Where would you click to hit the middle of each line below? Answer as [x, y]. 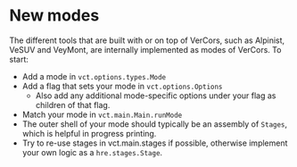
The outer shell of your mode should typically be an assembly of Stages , [155, 124]
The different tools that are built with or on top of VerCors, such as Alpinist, [147, 40]
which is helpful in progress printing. [89, 133]
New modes [54, 16]
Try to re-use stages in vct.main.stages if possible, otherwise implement [155, 143]
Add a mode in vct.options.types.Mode [94, 76]
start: [19, 59]
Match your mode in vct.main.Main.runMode [102, 114]
